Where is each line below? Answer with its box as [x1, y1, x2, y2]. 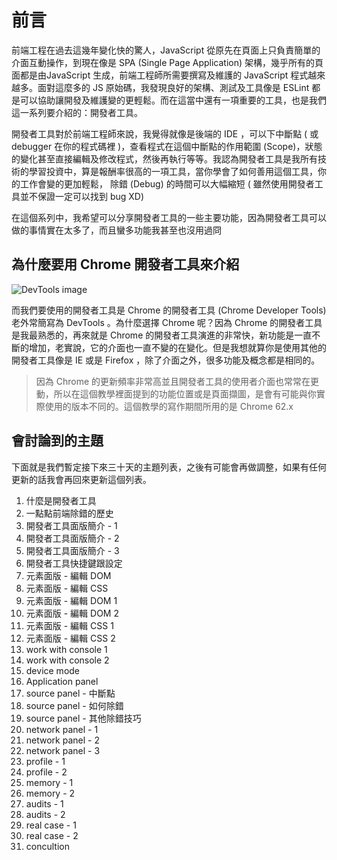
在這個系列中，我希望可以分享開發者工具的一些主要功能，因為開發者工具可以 [11, 211, 327, 223]
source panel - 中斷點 [25, 687, 116, 699]
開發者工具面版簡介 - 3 [25, 544, 120, 556]
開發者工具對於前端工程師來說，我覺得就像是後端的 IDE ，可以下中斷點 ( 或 [11, 127, 319, 140]
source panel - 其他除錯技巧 [25, 712, 142, 724]
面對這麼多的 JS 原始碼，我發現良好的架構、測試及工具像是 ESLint [37, 81, 310, 93]
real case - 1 [25, 819, 77, 831]
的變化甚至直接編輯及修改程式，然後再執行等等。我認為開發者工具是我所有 [11, 152, 318, 165]
